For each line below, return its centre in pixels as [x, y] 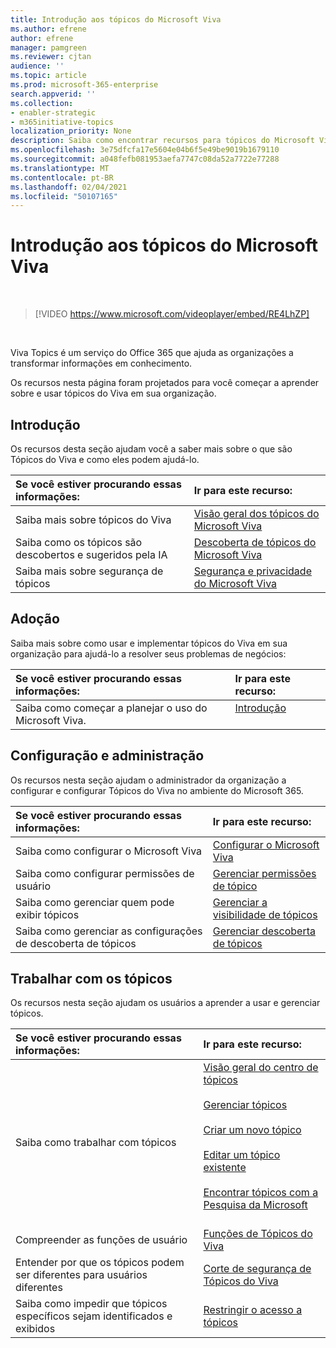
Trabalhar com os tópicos [91, 979]
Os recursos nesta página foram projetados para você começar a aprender [165, 383]
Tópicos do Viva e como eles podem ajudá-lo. [105, 459]
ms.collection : [42, 103]
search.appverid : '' [53, 94]
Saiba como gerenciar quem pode [95, 902]
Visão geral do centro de [261, 1068]
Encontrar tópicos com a [261, 1193]
